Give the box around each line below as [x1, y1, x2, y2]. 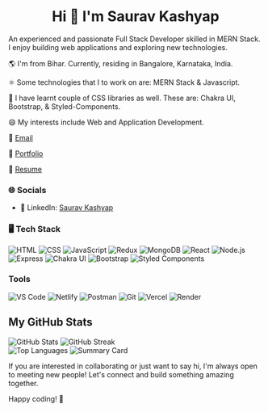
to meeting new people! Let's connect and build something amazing [8, 369, 234, 379]
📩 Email [8, 132, 34, 142]
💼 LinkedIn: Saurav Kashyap [19, 203, 114, 212]
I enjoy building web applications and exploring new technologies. [8, 42, 228, 52]
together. [8, 378, 39, 388]
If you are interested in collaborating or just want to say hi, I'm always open [8, 361, 258, 371]
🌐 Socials [8, 184, 47, 195]
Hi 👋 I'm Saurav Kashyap [52, 7, 220, 26]
